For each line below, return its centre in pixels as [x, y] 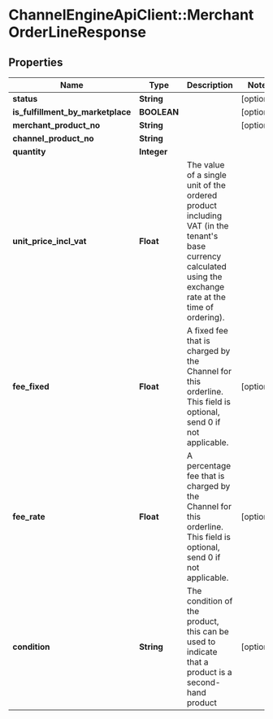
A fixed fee [208, 331]
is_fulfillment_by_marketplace [72, 112]
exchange [206, 287]
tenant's [202, 236]
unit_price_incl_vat [50, 241]
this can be [208, 632]
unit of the [206, 185]
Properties [36, 62]
